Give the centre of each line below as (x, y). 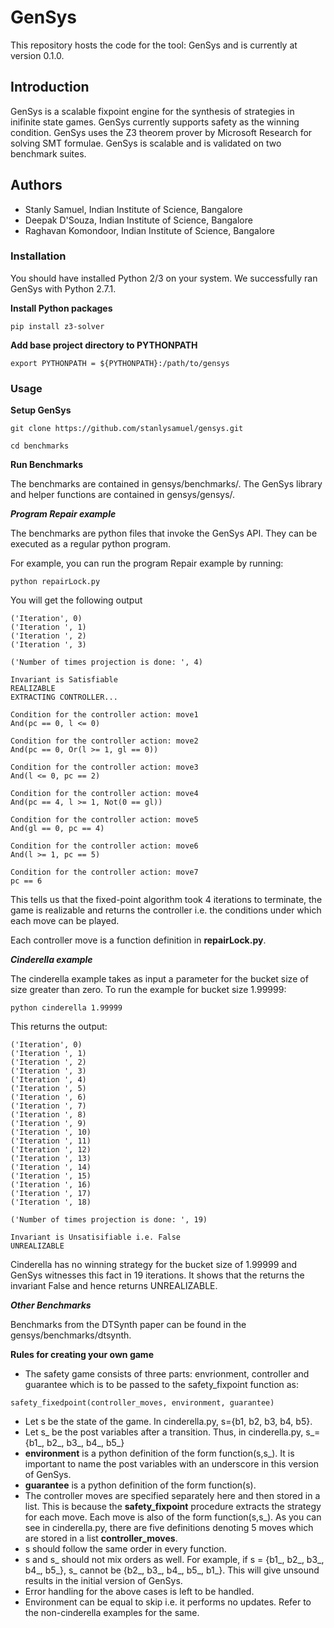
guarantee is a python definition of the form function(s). (140, 1485)
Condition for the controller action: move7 (104, 872)
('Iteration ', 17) (51, 1194)
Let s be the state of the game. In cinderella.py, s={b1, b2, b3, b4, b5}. (168, 1422)
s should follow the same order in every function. (125, 1549)
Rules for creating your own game (82, 1355)
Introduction (50, 87)
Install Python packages (61, 308)
